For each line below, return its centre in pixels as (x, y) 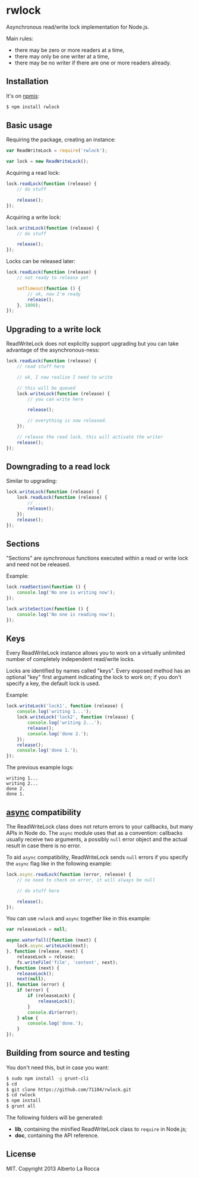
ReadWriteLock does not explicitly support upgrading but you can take (93, 344)
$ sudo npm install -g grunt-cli (48, 1078)
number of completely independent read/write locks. (71, 659)
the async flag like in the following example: (59, 864)
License (21, 1154)
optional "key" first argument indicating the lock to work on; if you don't (94, 677)
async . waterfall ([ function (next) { (51, 940)
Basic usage (29, 126)
